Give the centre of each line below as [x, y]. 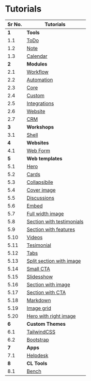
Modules [37, 64]
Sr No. [15, 24]
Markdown [39, 300]
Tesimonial [39, 245]
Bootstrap [38, 339]
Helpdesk [37, 355]
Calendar [37, 56]
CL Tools [37, 363]
